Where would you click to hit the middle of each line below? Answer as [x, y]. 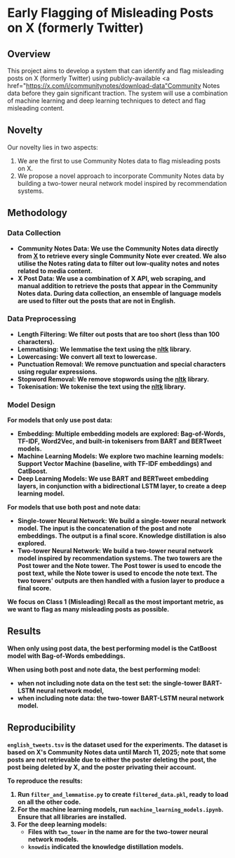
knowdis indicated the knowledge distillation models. [106, 847]
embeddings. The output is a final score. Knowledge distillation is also [122, 536]
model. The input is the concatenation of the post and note [105, 529]
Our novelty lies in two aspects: [53, 147]
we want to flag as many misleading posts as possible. [88, 610]
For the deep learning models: [62, 824]
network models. [53, 839]
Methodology [38, 213]
